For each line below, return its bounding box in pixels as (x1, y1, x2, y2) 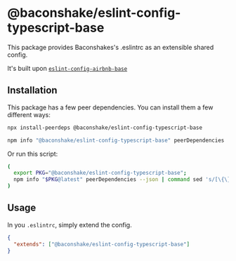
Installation (7, 84, 58, 96)
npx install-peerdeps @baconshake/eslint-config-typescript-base (7, 124, 202, 131)
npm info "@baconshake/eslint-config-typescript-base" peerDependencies (7, 137, 225, 144)
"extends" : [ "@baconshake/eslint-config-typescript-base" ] (13, 241, 190, 248)
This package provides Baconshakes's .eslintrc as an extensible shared (7, 43, 214, 51)
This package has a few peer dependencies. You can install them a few (7, 103, 214, 112)
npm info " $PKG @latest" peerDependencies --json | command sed (13, 176, 202, 183)
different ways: (7, 110, 51, 119)
